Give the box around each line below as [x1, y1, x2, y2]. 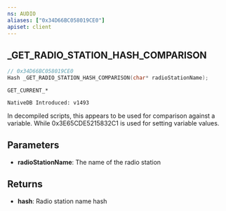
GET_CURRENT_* [7, 87, 49, 94]
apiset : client [7, 23, 52, 30]
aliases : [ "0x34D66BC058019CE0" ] [7, 17, 105, 24]
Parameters [7, 139, 60, 151]
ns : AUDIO [7, 10, 36, 18]
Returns [7, 178, 44, 190]
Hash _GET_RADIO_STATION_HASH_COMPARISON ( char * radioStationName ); [7, 74, 209, 81]
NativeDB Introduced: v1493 [7, 99, 90, 106]
